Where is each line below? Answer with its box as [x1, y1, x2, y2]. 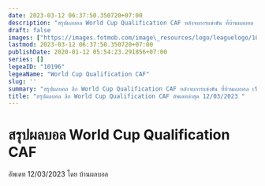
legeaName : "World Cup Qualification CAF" [8, 70, 150, 78]
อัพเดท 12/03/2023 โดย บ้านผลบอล [8, 169, 109, 179]
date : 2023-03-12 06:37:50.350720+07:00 [8, 11, 144, 20]
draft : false [8, 26, 51, 34]
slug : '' [8, 77, 37, 85]
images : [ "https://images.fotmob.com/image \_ [8, 33, 160, 42]
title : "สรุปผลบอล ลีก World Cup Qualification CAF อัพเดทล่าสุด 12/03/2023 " [8, 92, 246, 100]
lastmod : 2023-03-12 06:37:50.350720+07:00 [8, 41, 154, 49]
